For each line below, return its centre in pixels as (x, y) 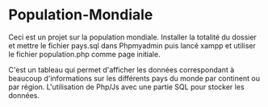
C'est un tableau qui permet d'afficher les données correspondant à (121, 69)
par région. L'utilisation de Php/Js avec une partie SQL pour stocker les (126, 87)
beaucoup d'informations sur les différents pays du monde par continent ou (134, 78)
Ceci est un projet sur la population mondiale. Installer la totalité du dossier (132, 37)
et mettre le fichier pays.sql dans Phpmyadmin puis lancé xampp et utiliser (132, 45)
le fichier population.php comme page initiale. (84, 54)
